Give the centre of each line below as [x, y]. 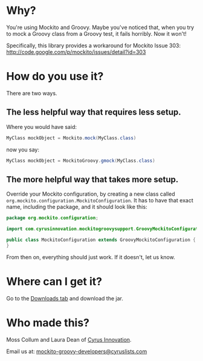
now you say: [23, 150]
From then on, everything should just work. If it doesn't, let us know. [91, 257]
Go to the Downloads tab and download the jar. [65, 298]
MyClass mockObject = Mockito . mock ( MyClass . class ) [71, 138]
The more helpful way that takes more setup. [92, 179]
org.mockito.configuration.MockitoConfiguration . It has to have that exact [100, 200]
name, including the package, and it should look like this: [77, 207]
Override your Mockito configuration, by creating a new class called [91, 194]
